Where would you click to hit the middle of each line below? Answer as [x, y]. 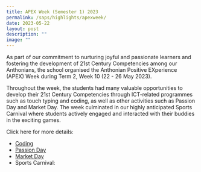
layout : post [23, 29]
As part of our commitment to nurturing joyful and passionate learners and [99, 57]
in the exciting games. [34, 120]
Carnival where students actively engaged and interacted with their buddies [101, 113]
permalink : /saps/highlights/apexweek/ [56, 18]
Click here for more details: [40, 132]
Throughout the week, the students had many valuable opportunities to [94, 88]
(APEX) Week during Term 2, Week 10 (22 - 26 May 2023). [79, 76]
